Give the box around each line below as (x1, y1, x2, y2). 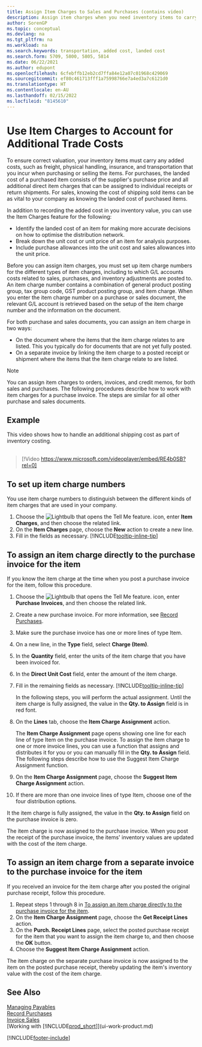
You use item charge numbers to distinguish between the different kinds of (7, 495, 191, 502)
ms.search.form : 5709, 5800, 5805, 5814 (7, 53, 110, 59)
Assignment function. (15, 762, 69, 769)
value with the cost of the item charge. (7, 970, 102, 977)
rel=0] (21, 462, 37, 469)
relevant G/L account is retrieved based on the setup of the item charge (7, 300, 183, 307)
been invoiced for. (15, 659, 61, 666)
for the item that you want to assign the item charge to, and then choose (15, 932, 194, 940)
